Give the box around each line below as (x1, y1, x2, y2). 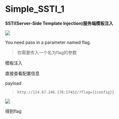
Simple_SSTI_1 (5, 3, 65, 15)
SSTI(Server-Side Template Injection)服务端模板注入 (5, 20, 114, 26)
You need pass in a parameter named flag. (5, 39, 91, 45)
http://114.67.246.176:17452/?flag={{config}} (17, 89, 115, 94)
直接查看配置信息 (5, 70, 40, 76)
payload (5, 80, 22, 86)
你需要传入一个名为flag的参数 (17, 49, 77, 55)
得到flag (5, 108, 22, 114)
